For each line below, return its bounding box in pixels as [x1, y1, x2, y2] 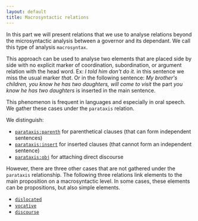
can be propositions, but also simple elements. [6, 183, 121, 191]
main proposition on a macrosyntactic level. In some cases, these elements [6, 177, 190, 185]
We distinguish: [6, 116, 44, 123]
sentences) [14, 134, 43, 141]
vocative [14, 202, 37, 209]
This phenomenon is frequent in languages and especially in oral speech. [6, 98, 186, 105]
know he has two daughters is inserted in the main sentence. [6, 87, 156, 94]
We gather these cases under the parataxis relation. [6, 105, 135, 112]
